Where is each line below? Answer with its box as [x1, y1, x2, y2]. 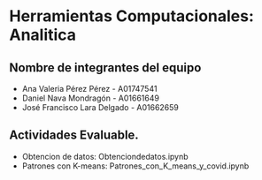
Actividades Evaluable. [9, 128, 139, 143]
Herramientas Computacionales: [9, 6, 255, 26]
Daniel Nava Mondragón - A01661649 [21, 93, 159, 103]
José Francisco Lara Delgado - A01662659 [21, 102, 180, 112]
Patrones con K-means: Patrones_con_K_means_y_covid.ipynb [21, 161, 250, 171]
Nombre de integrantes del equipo [9, 60, 202, 75]
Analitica [9, 25, 77, 45]
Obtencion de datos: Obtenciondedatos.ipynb [21, 151, 189, 161]
